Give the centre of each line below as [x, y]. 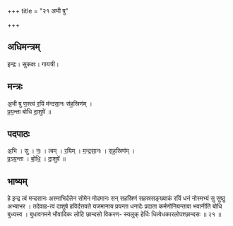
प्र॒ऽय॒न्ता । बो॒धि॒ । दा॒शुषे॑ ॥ [36, 159]
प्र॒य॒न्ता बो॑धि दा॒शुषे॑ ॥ [29, 111]
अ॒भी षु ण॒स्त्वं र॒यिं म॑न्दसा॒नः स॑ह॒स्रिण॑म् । [50, 103]
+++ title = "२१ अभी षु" [38, 11]
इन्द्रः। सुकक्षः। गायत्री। [34, 64]
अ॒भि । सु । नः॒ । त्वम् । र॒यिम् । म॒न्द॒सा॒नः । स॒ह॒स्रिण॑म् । [71, 151]
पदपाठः [19, 134]
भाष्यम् [17, 181]
